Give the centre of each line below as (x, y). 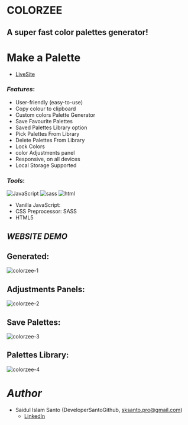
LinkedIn (35, 416)
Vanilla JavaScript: (38, 205)
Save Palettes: (34, 322)
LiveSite (25, 74)
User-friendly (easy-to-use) (49, 102)
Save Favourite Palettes (44, 121)
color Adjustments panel (45, 152)
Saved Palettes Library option (51, 127)
